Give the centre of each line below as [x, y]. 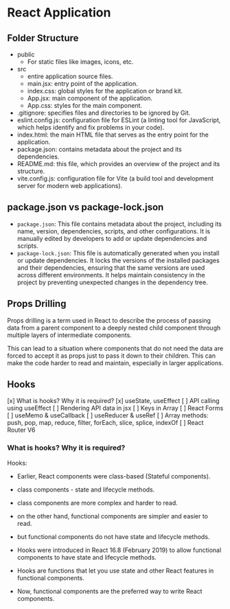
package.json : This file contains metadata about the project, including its [119, 224]
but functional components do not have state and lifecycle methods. [113, 536]
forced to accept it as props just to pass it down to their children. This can [112, 356]
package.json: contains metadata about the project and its [99, 149]
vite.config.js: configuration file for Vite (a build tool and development [115, 179]
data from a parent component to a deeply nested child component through [114, 328]
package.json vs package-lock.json [85, 207]
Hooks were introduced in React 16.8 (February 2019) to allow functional [119, 550]
